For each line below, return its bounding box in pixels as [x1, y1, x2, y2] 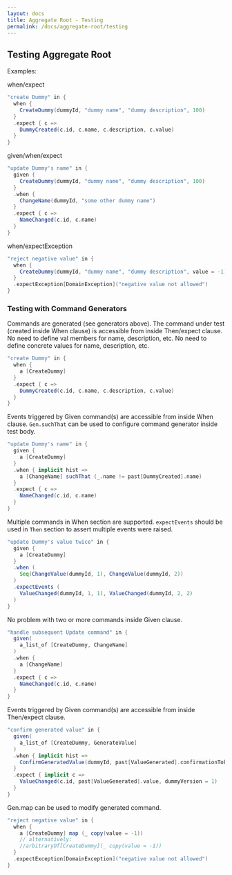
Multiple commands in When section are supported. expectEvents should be [7, 518, 223, 526]
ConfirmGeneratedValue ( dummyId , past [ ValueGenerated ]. [19, 759, 181, 766]
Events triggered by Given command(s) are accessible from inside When [7, 413, 214, 421]
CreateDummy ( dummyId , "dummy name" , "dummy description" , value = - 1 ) [19, 268, 227, 275]
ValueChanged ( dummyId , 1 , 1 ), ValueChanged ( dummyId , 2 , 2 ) [19, 590, 193, 596]
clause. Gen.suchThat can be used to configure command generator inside [7, 420, 218, 428]
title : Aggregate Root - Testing [7, 17, 104, 24]
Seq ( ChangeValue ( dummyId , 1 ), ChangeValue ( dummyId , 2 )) [19, 571, 184, 578]
